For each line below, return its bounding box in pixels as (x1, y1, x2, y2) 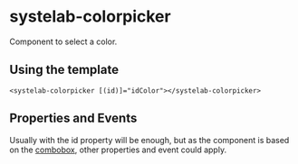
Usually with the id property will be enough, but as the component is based (9, 134, 290, 145)
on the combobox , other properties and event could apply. (9, 144, 227, 155)
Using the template (9, 62, 120, 77)
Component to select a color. (9, 36, 118, 47)
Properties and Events (9, 111, 138, 126)
